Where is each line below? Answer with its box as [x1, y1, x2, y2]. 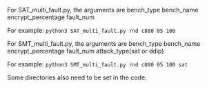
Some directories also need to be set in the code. [7, 73, 147, 82]
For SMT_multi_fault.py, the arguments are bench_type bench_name [7, 40, 201, 47]
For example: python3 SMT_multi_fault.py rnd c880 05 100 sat [7, 60, 188, 68]
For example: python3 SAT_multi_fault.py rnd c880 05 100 [7, 27, 176, 34]
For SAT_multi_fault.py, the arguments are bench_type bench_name [7, 6, 199, 14]
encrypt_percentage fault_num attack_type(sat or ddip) [7, 47, 164, 55]
